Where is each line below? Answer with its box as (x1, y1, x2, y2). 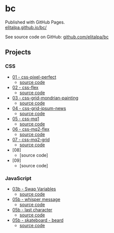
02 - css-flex (12, 84, 39, 90)
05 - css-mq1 (12, 116, 39, 122)
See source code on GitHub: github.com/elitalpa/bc (5, 34, 109, 40)
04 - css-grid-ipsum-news (12, 105, 66, 111)
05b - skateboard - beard (12, 217, 64, 223)
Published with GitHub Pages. (5, 19, 65, 25)
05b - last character (12, 207, 53, 212)
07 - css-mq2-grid (12, 136, 50, 142)
